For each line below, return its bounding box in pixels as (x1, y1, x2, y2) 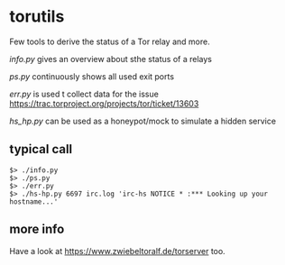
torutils (9, 6, 65, 27)
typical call (9, 142, 73, 157)
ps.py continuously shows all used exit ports (9, 70, 174, 82)
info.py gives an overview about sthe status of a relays (9, 53, 212, 64)
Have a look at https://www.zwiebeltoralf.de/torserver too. (9, 245, 225, 256)
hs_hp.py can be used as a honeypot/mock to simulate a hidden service (9, 115, 277, 126)
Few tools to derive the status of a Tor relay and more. (9, 36, 210, 47)
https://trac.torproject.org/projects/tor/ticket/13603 (9, 97, 199, 109)
